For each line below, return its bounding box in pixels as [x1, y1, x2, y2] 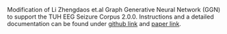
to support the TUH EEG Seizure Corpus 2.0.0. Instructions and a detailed [7, 13, 214, 21]
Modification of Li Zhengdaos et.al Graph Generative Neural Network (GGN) [7, 6, 221, 13]
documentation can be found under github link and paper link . [7, 20, 181, 27]
